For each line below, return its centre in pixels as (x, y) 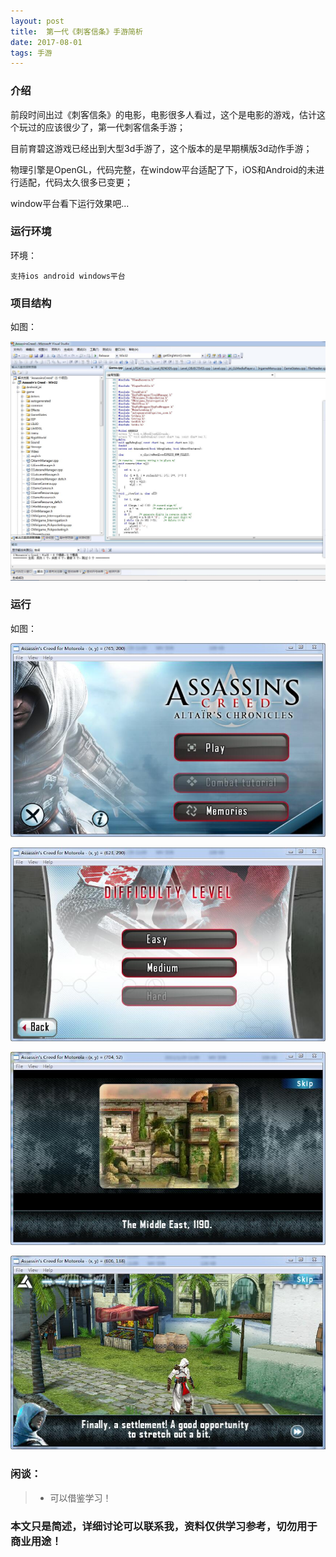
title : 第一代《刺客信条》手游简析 (76, 31)
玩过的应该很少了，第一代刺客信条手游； (102, 127)
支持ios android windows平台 (68, 276)
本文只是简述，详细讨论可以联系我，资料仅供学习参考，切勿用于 (164, 1526)
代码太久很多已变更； (88, 182)
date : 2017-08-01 (46, 42)
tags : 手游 (31, 53)
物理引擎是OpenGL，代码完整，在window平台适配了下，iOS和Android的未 (163, 169)
